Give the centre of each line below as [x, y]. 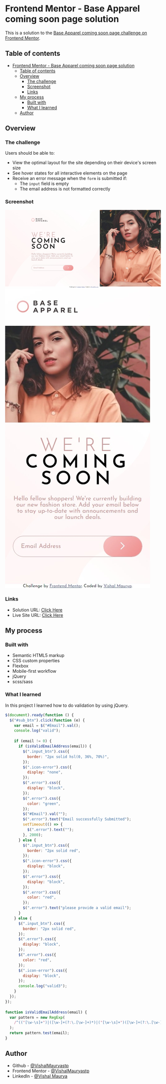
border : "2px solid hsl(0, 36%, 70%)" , [68, 757]
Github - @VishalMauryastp [41, 1065]
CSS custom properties [36, 661]
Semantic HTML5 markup [38, 655]
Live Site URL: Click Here [38, 615]
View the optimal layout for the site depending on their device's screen [84, 163]
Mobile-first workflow [34, 671]
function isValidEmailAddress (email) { [46, 1012]
